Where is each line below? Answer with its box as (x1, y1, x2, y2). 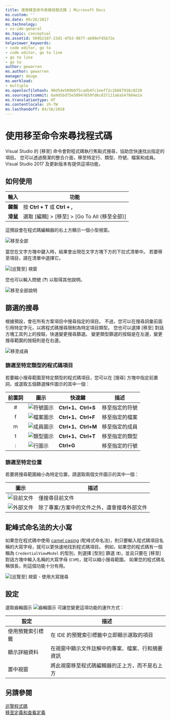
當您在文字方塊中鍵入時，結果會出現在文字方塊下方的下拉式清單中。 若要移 (5, 248, 163, 254)
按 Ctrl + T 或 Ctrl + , (23, 203, 73, 210)
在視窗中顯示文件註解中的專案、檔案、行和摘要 (50, 645, 163, 652)
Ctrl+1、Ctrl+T (59, 433, 96, 440)
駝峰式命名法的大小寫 (5, 523, 72, 532)
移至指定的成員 (101, 423, 138, 430)
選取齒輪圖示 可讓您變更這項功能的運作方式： (5, 604, 125, 611)
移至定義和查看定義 (5, 709, 46, 715)
